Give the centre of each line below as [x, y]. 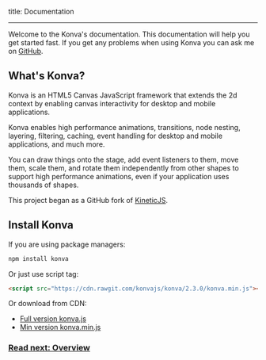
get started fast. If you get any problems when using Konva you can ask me [131, 42]
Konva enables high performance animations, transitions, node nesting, [124, 127]
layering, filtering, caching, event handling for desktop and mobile [116, 136]
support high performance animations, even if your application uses [119, 176]
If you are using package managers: [67, 244]
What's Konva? [47, 76]
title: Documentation [41, 11]
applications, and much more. [57, 144]
